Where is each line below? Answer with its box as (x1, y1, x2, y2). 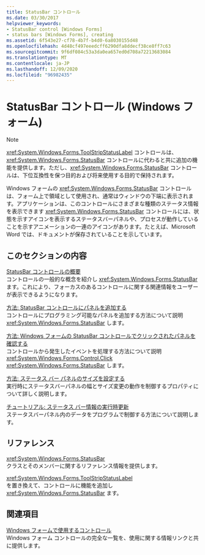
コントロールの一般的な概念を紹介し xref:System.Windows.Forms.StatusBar (6, 275, 198, 283)
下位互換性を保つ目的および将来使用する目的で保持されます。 (22, 172, 177, 179)
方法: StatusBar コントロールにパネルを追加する (6, 304, 127, 311)
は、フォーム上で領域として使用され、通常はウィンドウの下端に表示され (6, 193, 188, 200)
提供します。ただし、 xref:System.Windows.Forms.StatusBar (17, 164, 170, 172)
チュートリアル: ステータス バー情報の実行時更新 (6, 403, 129, 410)
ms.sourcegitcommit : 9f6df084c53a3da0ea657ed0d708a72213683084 (6, 49, 171, 55)
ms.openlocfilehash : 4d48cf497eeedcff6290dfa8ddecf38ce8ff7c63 (6, 44, 171, 50)
